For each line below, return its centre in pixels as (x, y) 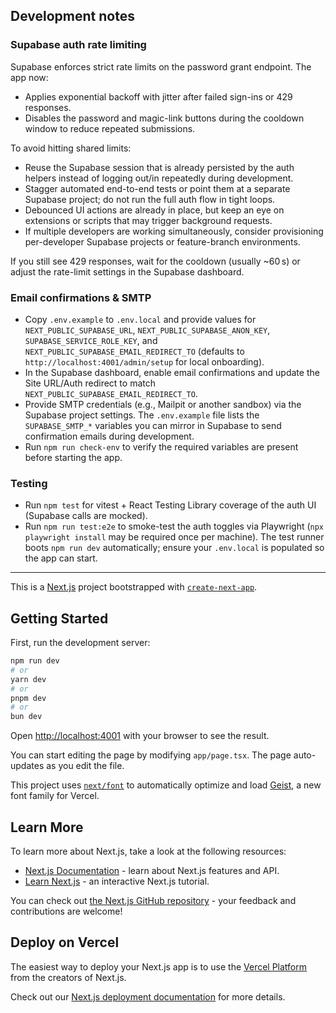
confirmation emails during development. (109, 436)
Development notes (72, 16)
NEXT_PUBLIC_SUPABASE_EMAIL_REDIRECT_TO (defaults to (134, 351)
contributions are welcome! (66, 911)
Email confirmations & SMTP (81, 297)
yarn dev (28, 679)
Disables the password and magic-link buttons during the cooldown (164, 118)
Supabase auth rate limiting (78, 45)
